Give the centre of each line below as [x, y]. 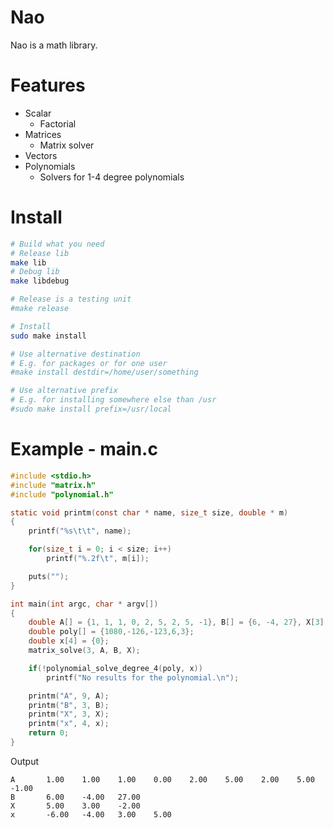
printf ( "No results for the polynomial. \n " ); [143, 677]
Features [48, 85]
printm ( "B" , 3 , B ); [69, 705]
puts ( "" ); [49, 576]
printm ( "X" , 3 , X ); [69, 714]
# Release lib [40, 253]
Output [24, 761]
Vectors [41, 155]
